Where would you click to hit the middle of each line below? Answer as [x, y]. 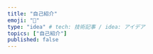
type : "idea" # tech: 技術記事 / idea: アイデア [76, 27]
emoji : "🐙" [23, 20]
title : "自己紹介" [33, 14]
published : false [33, 40]
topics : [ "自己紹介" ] [37, 33]
